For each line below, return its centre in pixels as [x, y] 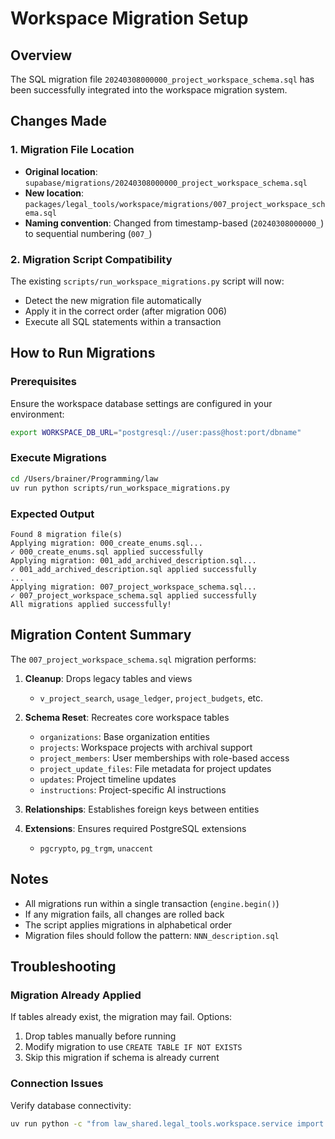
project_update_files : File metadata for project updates [155, 768]
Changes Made [58, 121]
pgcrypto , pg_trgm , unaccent [96, 848]
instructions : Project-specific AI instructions [133, 789]
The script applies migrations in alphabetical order [128, 924]
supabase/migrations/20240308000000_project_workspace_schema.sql [166, 183]
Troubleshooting [63, 966]
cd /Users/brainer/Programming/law [84, 478]
